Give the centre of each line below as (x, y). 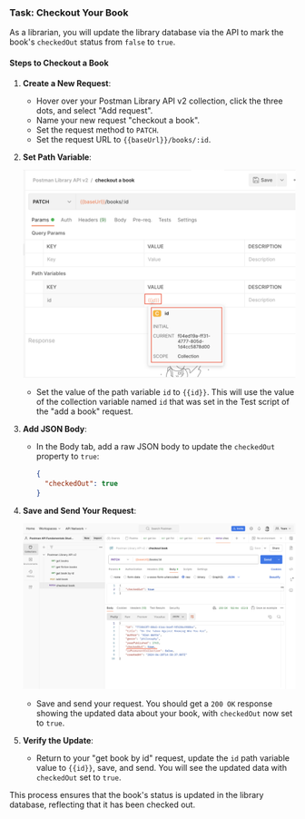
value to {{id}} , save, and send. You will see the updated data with (162, 767)
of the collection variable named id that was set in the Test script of (163, 402)
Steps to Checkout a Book (59, 63)
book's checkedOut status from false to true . (93, 42)
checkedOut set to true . (79, 777)
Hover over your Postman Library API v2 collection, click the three (159, 101)
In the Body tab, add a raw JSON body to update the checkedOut (155, 447)
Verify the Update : (58, 740)
